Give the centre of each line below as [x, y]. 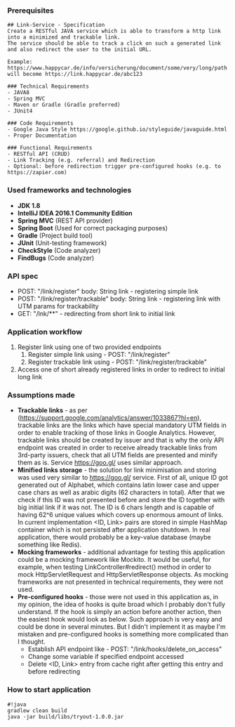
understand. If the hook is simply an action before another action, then [119, 612]
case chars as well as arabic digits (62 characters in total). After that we [121, 492]
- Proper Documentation [42, 136]
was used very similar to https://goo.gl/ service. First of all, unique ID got [123, 478]
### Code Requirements [40, 124]
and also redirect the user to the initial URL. [80, 50]
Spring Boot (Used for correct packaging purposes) [93, 228]
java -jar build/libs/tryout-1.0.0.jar [66, 716]
